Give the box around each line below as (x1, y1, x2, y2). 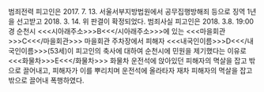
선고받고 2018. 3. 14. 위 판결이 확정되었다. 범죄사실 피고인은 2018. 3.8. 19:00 (16, 17, 255, 26)
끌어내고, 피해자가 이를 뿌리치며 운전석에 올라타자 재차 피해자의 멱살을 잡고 (22, 66, 253, 75)
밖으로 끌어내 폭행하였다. (8, 75, 85, 85)
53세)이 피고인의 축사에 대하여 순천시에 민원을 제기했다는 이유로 (50, 46, 247, 55)
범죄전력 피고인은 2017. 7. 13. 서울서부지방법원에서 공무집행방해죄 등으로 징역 (8, 7, 246, 16)
